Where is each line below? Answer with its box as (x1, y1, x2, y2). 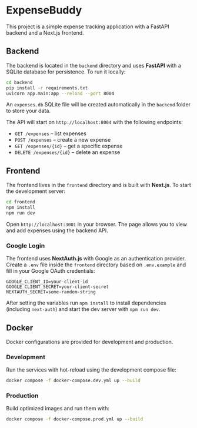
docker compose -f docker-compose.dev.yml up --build (6, 377, 141, 384)
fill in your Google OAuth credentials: (6, 267, 95, 275)
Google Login (6, 242, 45, 250)
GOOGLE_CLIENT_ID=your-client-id (6, 279, 88, 285)
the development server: (6, 188, 66, 195)
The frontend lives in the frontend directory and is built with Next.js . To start (6, 182, 191, 189)
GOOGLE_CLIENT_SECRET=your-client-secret (6, 284, 109, 290)
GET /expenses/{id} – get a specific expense (14, 142, 123, 150)
